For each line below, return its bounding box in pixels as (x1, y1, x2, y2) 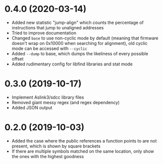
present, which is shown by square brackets (11, 143, 101, 149)
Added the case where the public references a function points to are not (11, 138, 157, 143)
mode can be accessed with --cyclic (11, 45, 87, 51)
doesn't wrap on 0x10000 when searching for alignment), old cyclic (11, 40, 148, 46)
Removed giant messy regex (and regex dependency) (11, 99, 120, 105)
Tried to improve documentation (11, 30, 77, 36)
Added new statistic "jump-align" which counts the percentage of (11, 20, 144, 25)
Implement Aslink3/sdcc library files (11, 94, 84, 100)
